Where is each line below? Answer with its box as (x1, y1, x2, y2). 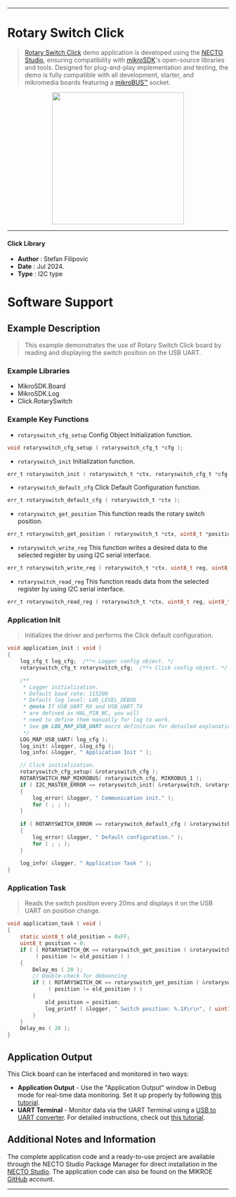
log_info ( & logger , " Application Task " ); (20, 860, 152, 867)
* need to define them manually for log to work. (22, 716, 171, 724)
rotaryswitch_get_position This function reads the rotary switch (17, 510, 205, 518)
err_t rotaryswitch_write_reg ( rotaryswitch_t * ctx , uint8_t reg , (7, 565, 209, 572)
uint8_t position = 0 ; (20, 940, 86, 947)
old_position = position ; (44, 998, 121, 1005)
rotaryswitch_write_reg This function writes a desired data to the (17, 544, 208, 552)
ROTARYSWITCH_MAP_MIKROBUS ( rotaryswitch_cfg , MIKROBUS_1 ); (20, 775, 202, 782)
